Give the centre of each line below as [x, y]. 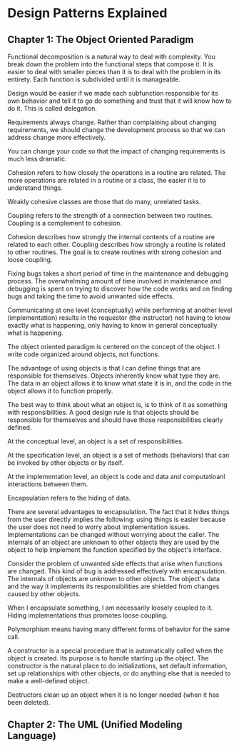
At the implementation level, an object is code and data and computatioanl [116, 477]
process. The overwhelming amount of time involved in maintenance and [115, 281]
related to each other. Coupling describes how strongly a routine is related [117, 245]
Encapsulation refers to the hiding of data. [69, 498]
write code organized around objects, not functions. [84, 354]
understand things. [35, 188]
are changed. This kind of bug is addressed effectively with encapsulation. [117, 571]
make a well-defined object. [49, 681]
